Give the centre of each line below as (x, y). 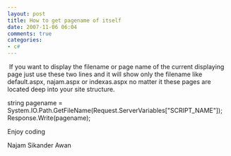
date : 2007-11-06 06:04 (42, 27)
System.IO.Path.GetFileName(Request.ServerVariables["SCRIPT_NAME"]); (115, 110)
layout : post (26, 14)
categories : (25, 40)
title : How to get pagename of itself (64, 20)
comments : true (30, 34)
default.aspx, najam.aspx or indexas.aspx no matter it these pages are (109, 82)
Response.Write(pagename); (49, 118)
